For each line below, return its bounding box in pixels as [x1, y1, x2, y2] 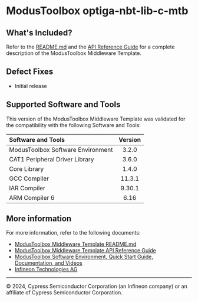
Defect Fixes [6, 67, 54, 77]
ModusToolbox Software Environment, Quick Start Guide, [14, 253, 153, 261]
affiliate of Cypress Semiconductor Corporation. [6, 289, 123, 296]
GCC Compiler [9, 174, 49, 183]
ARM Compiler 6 [9, 193, 55, 202]
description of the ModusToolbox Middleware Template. [6, 50, 141, 57]
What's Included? [6, 28, 72, 38]
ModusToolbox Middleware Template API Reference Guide [14, 247, 156, 254]
